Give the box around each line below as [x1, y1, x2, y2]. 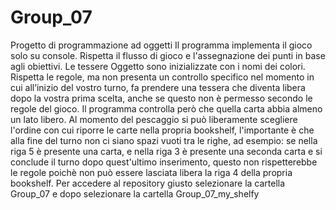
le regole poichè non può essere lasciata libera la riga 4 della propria [10, 166, 293, 178]
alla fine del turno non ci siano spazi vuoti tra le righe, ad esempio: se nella [10, 134, 318, 146]
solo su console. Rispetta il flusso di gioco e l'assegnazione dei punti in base [10, 49, 326, 61]
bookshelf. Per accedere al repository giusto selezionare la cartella [10, 177, 286, 189]
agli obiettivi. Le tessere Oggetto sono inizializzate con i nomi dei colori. [10, 60, 306, 72]
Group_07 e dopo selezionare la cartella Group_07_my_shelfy [10, 187, 260, 200]
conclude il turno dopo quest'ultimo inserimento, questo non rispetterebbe [10, 156, 318, 168]
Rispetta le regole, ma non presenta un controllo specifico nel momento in [10, 71, 315, 83]
